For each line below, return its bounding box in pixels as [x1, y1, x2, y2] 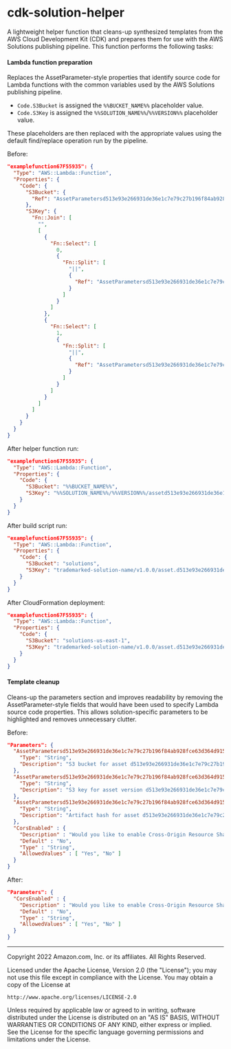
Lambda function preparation [7, 58, 93, 66]
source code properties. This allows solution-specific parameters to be [7, 708, 208, 716]
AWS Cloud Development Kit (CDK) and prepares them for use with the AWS [7, 34, 223, 43]
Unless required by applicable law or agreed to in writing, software [7, 1006, 196, 1015]
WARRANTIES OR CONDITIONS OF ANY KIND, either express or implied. [7, 1021, 212, 1029]
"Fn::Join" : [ [32, 215, 72, 222]
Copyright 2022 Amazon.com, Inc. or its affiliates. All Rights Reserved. [7, 953, 206, 961]
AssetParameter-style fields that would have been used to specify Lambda [7, 700, 219, 708]
